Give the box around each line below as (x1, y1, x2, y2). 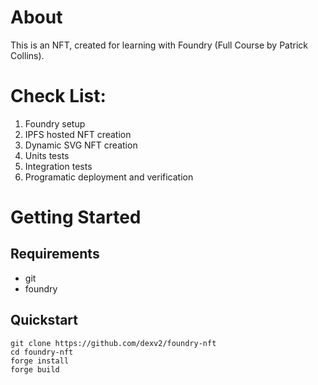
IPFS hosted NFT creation (24, 128, 132, 140)
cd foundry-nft (10, 347, 74, 357)
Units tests (24, 149, 70, 161)
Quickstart (10, 312, 79, 329)
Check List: (10, 85, 107, 108)
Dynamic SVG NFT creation (24, 139, 138, 151)
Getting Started (10, 206, 142, 229)
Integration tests (24, 160, 93, 172)
